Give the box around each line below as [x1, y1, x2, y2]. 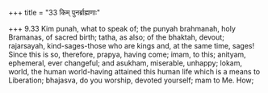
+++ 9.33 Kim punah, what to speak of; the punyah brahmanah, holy [8, 24, 237, 33]
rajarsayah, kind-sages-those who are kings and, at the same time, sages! [8, 41, 255, 50]
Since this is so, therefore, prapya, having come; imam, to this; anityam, [8, 49, 246, 59]
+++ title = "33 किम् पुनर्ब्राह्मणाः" [8, 8, 101, 17]
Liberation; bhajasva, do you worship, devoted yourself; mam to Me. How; [8, 75, 254, 85]
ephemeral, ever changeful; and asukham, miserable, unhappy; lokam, [8, 58, 242, 68]
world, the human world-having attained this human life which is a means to [8, 67, 261, 76]
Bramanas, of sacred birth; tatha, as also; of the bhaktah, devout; [8, 32, 224, 42]
